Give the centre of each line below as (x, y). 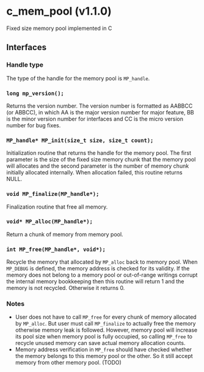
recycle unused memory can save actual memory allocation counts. (100, 343)
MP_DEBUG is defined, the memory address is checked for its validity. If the (98, 269)
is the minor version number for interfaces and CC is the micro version (95, 119)
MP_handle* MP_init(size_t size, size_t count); (80, 140)
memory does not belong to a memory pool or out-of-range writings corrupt (102, 275)
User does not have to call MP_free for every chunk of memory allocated (106, 317)
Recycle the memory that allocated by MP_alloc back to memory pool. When (102, 262)
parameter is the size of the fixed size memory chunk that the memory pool (101, 160)
